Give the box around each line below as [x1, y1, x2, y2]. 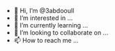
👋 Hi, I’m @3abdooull [13, 7, 75, 14]
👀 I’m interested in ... [13, 14, 73, 22]
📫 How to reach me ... [13, 37, 79, 44]
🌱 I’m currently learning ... [13, 21, 89, 29]
